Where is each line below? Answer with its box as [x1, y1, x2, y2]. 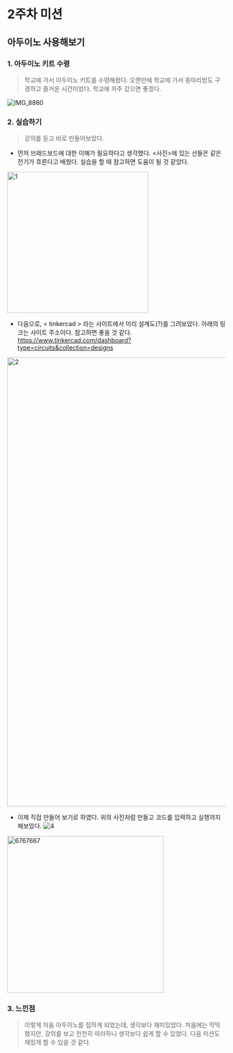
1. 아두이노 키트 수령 [7, 58, 71, 68]
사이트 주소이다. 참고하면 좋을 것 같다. [30, 328, 132, 337]
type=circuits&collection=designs [17, 343, 114, 352]
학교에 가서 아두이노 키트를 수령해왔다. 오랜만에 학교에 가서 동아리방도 [24, 76, 214, 84]
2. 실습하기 [7, 117, 42, 126]
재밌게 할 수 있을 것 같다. [24, 1038, 92, 1047]
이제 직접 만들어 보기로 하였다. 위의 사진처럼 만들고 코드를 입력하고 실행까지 [17, 813, 221, 822]
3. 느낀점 [7, 1004, 36, 1013]
